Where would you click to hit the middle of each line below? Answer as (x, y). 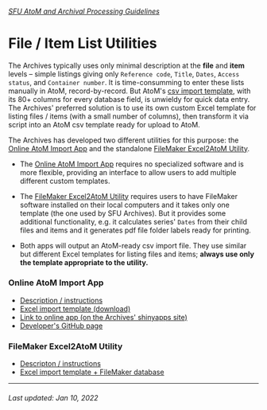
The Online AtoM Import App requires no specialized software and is (132, 164)
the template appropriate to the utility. (84, 262)
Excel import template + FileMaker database (92, 372)
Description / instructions (61, 300)
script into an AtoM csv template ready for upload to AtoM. (104, 124)
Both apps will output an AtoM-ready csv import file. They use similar (133, 245)
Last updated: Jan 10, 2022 (53, 397)
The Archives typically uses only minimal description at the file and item (126, 65)
